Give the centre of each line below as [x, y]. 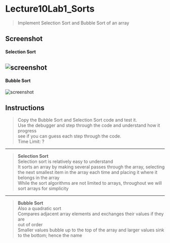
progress [27, 131]
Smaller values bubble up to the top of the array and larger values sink [91, 230]
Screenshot [24, 39]
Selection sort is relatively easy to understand [65, 162]
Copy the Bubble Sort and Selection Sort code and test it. [77, 120]
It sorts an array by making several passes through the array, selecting [91, 167]
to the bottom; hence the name [50, 235]
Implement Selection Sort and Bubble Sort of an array [73, 23]
